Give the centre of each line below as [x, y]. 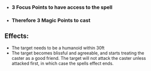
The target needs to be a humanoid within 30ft [58, 48]
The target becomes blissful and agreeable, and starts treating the [78, 53]
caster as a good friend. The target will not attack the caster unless [79, 58]
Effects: [17, 36]
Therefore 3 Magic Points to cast [51, 20]
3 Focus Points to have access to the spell [62, 7]
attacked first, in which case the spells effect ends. [62, 63]
